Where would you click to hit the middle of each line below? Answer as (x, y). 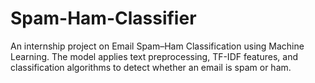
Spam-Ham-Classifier (103, 18)
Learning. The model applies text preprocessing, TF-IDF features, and (154, 56)
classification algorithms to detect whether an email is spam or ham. (151, 67)
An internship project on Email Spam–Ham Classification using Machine (157, 46)
